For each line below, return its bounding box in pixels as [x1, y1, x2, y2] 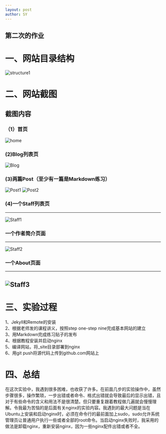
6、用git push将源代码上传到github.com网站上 [5, 350, 100, 356]
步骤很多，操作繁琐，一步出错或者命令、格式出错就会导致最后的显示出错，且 [5, 392, 161, 398]
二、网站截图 [5, 89, 58, 100]
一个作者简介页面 [5, 230, 46, 237]
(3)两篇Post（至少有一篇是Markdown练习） [5, 175, 110, 182]
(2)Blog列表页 [5, 150, 39, 157]
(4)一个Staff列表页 [5, 200, 50, 207]
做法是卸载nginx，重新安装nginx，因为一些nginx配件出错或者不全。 [5, 424, 143, 430]
